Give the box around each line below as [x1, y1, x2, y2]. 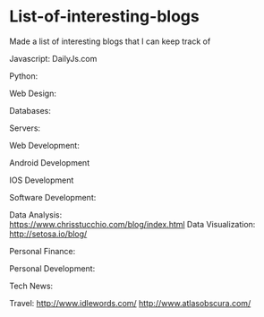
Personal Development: [9, 262, 96, 274]
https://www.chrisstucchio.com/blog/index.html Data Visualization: [9, 218, 256, 229]
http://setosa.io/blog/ [9, 228, 88, 239]
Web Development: [9, 140, 81, 150]
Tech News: [9, 280, 54, 291]
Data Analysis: [9, 209, 63, 220]
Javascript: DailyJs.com [9, 53, 98, 64]
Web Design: [9, 88, 56, 99]
